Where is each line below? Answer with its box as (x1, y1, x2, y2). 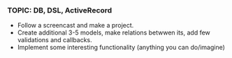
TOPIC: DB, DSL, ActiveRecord (7, 6, 113, 15)
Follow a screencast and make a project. (17, 21, 134, 30)
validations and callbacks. (17, 36, 92, 44)
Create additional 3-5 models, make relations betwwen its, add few (17, 28, 211, 37)
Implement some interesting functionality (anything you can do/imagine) (17, 43, 226, 52)
